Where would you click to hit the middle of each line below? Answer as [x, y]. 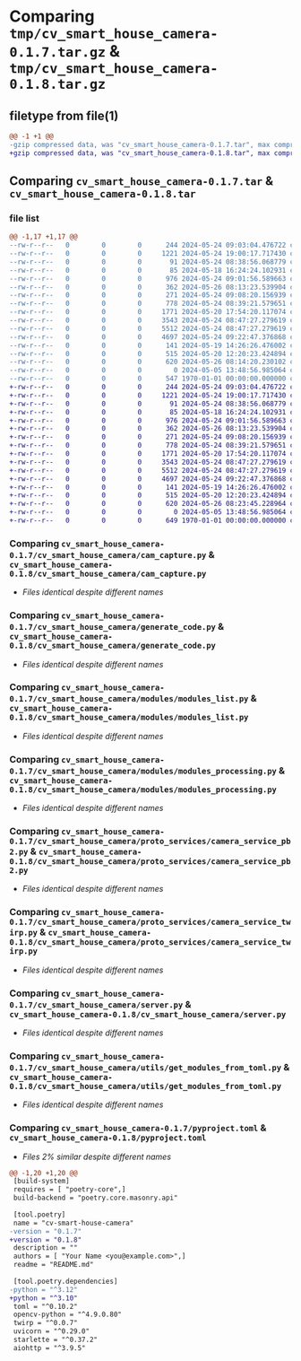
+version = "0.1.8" [46, 1240]
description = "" [45, 1248]
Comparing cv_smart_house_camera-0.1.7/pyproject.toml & [138, 1128]
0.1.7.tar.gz [57, 52]
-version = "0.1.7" [46, 1231]
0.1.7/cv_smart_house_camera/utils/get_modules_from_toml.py [146, 1068]
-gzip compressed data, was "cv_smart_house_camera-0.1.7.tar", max [140, 144]
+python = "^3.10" [43, 1298]
